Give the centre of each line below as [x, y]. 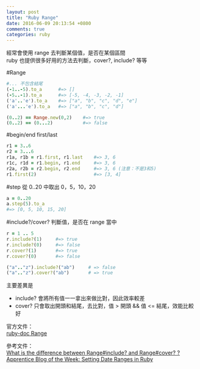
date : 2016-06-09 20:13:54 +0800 [49, 23]
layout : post [23, 12]
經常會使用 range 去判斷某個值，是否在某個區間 [66, 53]
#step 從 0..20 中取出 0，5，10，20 [51, 187]
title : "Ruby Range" [33, 18]
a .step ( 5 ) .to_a [26, 204]
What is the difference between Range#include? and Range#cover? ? [93, 353]
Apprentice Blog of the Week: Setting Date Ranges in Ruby [80, 359]
